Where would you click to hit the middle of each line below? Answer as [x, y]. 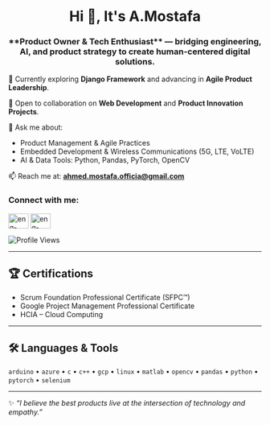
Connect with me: [44, 200]
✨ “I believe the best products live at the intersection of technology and [127, 403]
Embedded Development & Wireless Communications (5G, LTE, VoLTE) [137, 151]
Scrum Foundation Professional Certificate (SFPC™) [105, 297]
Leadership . [29, 88]
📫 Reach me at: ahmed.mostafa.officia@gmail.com [96, 176]
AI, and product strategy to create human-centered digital [135, 52]
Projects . [24, 112]
